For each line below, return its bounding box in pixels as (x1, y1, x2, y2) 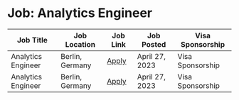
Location (65, 39, 96, 49)
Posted (141, 39, 166, 49)
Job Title (16, 35, 48, 45)
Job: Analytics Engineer (7, 5, 153, 21)
